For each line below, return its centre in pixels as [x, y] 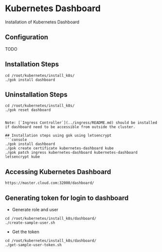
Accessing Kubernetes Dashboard [58, 171]
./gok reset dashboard [28, 110]
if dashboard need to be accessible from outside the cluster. [70, 127]
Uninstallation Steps [36, 95]
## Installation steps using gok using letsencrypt [58, 136]
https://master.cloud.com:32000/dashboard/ [50, 183]
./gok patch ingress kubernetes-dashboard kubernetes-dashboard [71, 153]
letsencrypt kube [23, 157]
